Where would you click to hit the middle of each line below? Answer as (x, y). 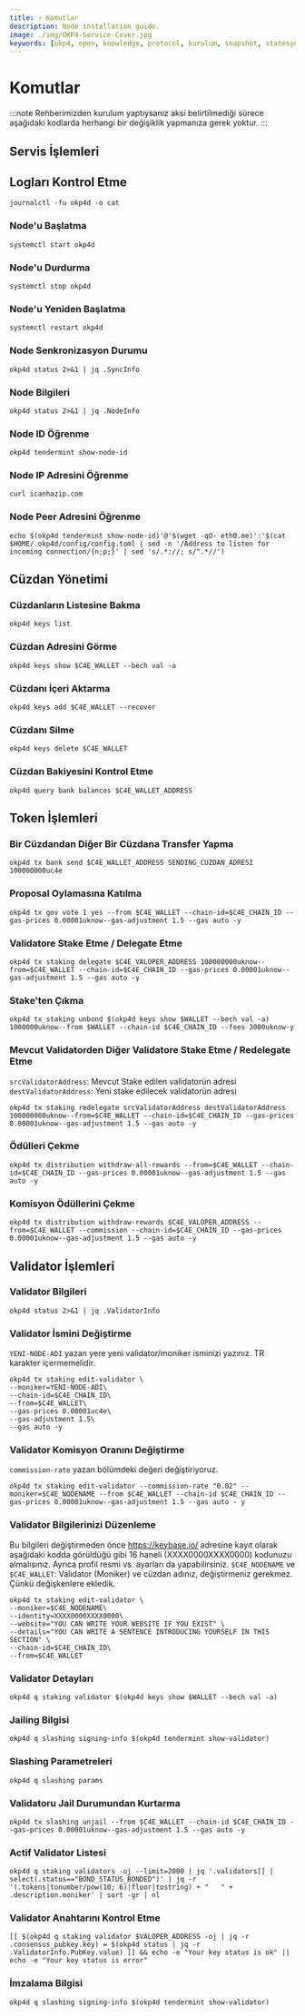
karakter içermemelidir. (53, 1363)
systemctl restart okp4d (56, 328)
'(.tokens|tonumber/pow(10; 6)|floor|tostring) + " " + (121, 1888)
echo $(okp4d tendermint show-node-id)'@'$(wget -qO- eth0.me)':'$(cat (148, 536)
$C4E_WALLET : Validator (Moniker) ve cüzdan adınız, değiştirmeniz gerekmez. (151, 1573)
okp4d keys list (40, 624)
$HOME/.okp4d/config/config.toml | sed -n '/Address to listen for (140, 544)
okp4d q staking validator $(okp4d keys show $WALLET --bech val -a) (144, 1697)
